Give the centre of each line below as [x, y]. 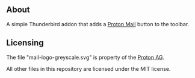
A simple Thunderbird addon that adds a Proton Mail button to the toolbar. [98, 24]
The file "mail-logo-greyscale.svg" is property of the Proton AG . [85, 57]
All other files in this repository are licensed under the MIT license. [88, 68]
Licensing [25, 43]
